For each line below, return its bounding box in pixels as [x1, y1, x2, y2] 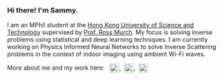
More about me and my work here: [7, 64, 105, 72]
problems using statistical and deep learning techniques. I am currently [7, 36, 208, 44]
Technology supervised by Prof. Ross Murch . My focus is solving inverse [7, 28, 213, 36]
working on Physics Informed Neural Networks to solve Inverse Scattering [7, 43, 217, 51]
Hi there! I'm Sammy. [7, 5, 79, 15]
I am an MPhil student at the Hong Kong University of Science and [7, 21, 194, 29]
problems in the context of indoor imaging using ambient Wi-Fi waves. [7, 50, 206, 58]
